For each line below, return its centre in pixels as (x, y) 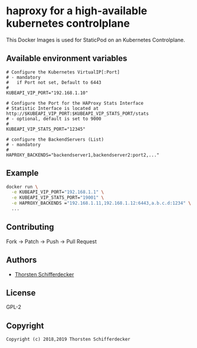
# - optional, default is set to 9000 (54, 119)
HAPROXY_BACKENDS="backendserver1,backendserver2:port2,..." (83, 155)
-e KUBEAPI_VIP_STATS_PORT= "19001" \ (58, 198)
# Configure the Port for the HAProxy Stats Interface (75, 103)
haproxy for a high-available (77, 11)
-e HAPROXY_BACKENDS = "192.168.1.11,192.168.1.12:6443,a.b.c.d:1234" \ (101, 203)
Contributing (30, 227)
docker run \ (22, 187)
